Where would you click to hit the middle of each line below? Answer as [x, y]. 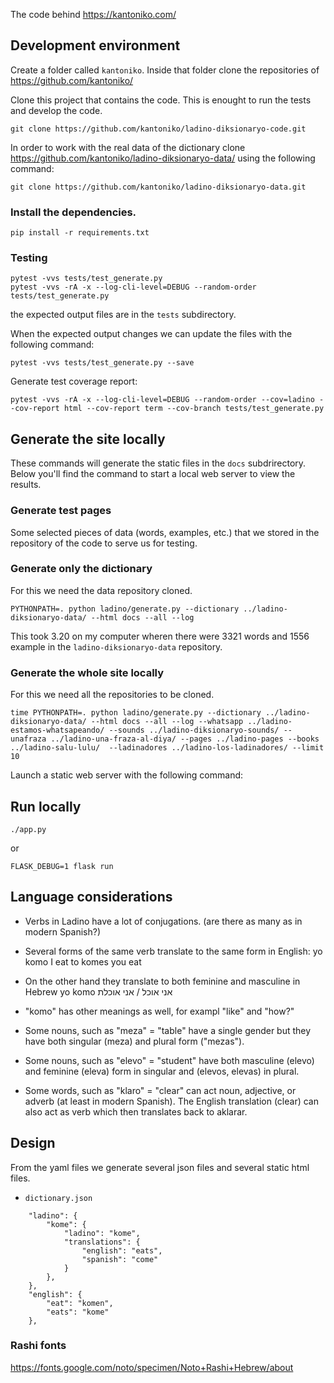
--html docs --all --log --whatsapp [167, 722]
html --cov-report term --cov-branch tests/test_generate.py [194, 409]
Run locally [46, 806]
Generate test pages [61, 511]
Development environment [95, 45]
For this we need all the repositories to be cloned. [112, 695]
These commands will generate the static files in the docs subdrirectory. [158, 463]
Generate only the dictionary [81, 569]
